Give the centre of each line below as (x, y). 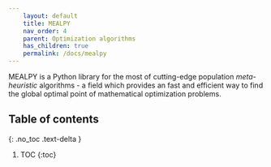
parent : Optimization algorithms (80, 39)
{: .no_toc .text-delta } (45, 139)
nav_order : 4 (45, 31)
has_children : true (56, 46)
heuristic (23, 85)
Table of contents (54, 120)
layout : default (51, 16)
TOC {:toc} (38, 154)
